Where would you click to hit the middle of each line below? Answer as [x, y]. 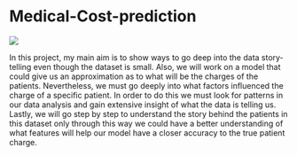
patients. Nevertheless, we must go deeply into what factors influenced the [146, 85]
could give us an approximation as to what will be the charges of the [134, 76]
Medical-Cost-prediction [103, 16]
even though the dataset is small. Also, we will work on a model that [157, 66]
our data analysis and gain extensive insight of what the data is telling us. [143, 105]
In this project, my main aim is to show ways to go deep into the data [134, 57]
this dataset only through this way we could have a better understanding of [146, 123]
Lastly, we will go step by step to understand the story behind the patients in [148, 113]
